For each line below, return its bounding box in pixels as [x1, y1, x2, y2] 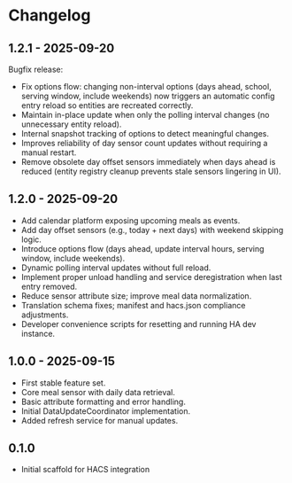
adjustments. [20, 309, 69, 320]
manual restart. [20, 147, 77, 158]
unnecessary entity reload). [20, 119, 122, 129]
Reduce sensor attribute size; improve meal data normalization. [20, 290, 252, 301]
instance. [20, 328, 55, 339]
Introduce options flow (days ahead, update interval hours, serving [20, 243, 265, 253]
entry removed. [20, 281, 78, 292]
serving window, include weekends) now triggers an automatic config [20, 90, 275, 101]
